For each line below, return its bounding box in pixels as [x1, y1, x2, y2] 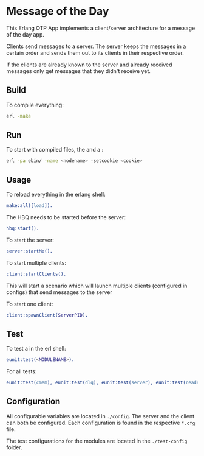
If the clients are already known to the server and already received [6, 61, 172, 68]
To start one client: [6, 300, 53, 307]
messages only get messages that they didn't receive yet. [6, 67, 151, 74]
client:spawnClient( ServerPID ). [6, 312, 88, 318]
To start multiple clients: [6, 259, 67, 266]
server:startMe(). [6, 248, 53, 254]
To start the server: [6, 236, 55, 244]
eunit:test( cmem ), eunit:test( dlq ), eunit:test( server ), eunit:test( [6, 379, 186, 386]
